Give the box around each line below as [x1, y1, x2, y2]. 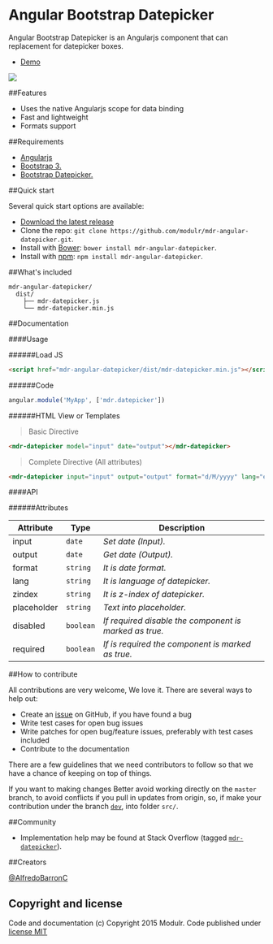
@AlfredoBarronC [8, 873, 68, 883]
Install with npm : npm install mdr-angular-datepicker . [19, 251, 203, 261]
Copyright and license [8, 896, 123, 911]
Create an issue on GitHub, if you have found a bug [19, 709, 193, 720]
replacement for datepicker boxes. [8, 41, 124, 50]
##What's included [8, 266, 72, 277]
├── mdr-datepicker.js [23, 297, 100, 305]
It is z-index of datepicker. [102, 589, 206, 600]
